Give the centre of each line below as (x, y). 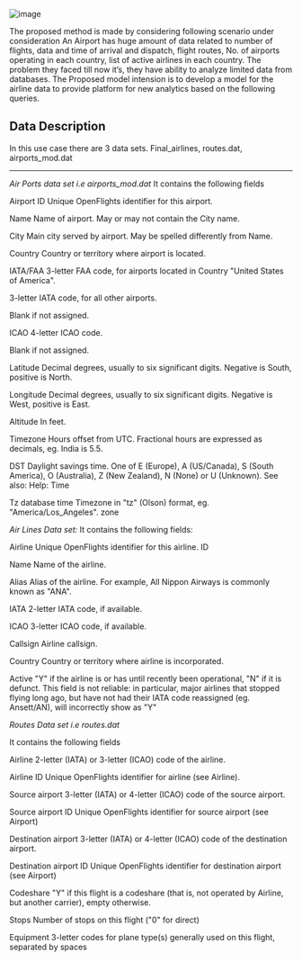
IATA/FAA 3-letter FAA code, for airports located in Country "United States (147, 271)
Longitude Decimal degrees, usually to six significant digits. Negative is (141, 394)
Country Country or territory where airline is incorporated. (117, 660)
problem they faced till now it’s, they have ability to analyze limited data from (151, 69)
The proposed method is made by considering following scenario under (142, 31)
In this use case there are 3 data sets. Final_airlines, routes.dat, (126, 148)
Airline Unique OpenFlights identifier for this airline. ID (109, 547)
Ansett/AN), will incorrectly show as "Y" (83, 707)
